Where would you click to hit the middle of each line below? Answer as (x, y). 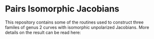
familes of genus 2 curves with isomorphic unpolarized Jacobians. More (77, 27)
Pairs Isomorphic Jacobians (62, 9)
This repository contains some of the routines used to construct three (74, 22)
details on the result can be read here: (43, 32)
